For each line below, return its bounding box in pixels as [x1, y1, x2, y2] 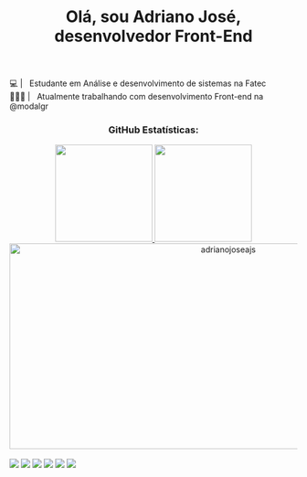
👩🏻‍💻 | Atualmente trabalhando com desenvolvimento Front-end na [9, 91, 264, 102]
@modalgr [9, 101, 48, 111]
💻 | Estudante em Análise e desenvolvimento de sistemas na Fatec [9, 78, 267, 89]
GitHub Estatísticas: [108, 123, 199, 136]
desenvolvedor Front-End [54, 26, 253, 47]
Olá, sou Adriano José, [65, 6, 242, 27]
